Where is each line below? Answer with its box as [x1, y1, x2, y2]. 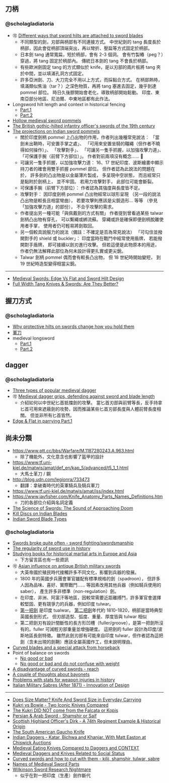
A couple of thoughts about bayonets [12, 671, 90, 677]
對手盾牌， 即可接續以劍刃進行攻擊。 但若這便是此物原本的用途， [24, 242, 159, 248]
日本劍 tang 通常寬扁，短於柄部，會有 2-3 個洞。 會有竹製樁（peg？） [20, 51, 163, 57]
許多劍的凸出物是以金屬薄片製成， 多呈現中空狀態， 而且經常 [30, 172, 156, 178]
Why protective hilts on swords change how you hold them [12, 324, 135, 330]
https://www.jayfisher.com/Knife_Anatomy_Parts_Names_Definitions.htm [12, 493, 163, 499]
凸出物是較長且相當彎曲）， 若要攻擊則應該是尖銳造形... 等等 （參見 [20, 197, 158, 203]
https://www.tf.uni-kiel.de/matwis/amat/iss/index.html [12, 488, 124, 494]
